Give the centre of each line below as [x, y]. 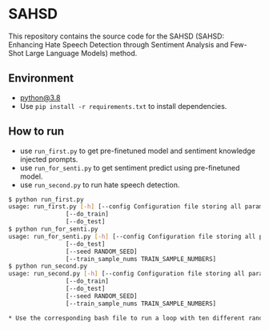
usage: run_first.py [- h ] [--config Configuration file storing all [125, 207]
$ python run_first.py [46, 199]
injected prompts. [49, 159]
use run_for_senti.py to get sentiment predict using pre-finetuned [130, 167]
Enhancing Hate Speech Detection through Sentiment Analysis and [118, 44]
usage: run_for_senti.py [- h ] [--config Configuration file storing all [132, 236]
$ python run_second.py [48, 266]
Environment [41, 78]
